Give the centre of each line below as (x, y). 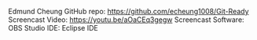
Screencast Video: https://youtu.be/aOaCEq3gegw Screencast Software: (127, 20)
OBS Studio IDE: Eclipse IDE (53, 28)
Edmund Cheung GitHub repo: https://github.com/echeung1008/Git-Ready (128, 11)
